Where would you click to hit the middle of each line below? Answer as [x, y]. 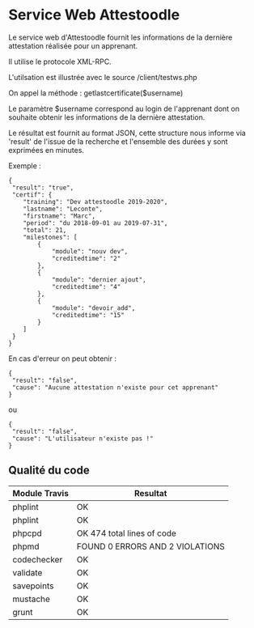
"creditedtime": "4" [86, 286]
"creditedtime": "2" [86, 258]
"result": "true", [43, 188]
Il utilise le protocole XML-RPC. [60, 62]
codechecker [38, 559]
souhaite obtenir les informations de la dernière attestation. [107, 117]
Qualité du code [49, 471]
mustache [32, 599]
